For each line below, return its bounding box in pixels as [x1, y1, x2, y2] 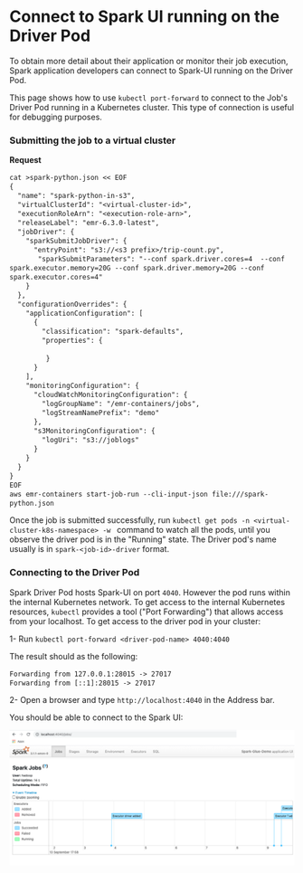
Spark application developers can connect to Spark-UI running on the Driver [9, 65, 294, 76]
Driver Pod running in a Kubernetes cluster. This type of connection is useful [9, 101, 295, 112]
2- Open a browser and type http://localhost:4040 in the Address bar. [9, 694, 275, 705]
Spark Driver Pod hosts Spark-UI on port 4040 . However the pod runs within [9, 586, 291, 598]
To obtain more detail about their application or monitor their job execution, [9, 55, 289, 66]
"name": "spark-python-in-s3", [17, 192, 136, 201]
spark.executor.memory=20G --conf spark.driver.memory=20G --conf [9, 264, 265, 273]
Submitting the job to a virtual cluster [9, 134, 176, 147]
